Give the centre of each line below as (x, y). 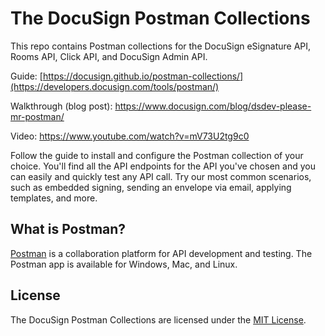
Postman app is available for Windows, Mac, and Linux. (124, 264)
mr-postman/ (37, 116)
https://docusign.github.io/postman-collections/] (143, 76)
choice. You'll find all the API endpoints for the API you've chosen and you (163, 166)
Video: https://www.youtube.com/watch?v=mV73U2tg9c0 (130, 136)
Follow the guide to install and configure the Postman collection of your (157, 155)
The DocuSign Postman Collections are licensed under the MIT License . (158, 319)
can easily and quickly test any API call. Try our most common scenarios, (161, 176)
